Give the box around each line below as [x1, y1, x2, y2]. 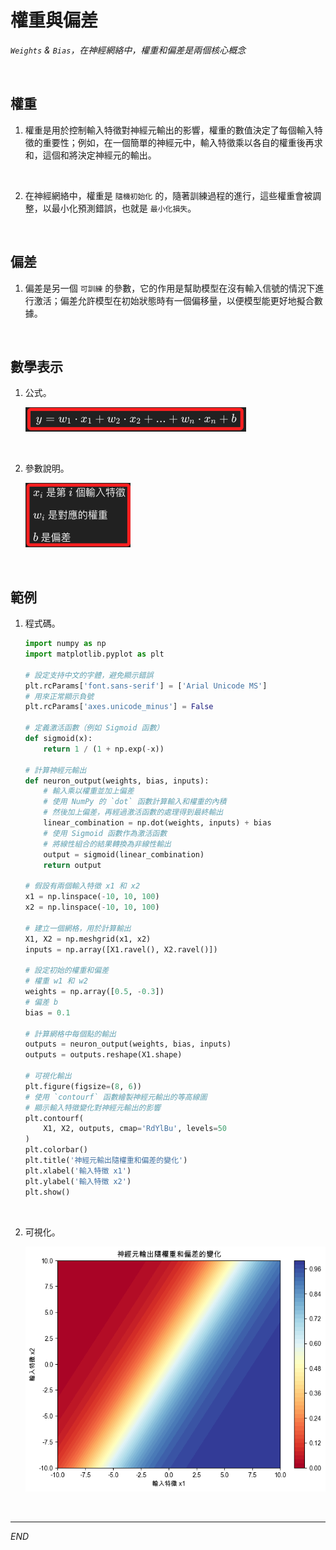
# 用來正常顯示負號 [24, 691, 95, 701]
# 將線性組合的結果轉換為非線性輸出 [43, 839, 172, 849]
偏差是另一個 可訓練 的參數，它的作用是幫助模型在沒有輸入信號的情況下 [24, 282, 316, 294]
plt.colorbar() [24, 1145, 89, 1155]
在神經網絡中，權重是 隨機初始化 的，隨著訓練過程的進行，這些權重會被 [24, 189, 313, 201]
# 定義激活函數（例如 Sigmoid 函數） [24, 723, 165, 733]
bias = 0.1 [24, 1007, 71, 1018]
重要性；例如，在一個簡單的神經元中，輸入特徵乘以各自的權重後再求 [42, 136, 323, 148]
